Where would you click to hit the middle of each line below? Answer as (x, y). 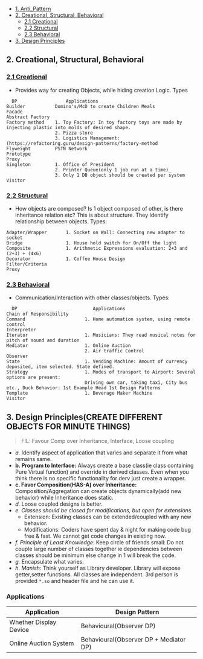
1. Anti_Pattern (33, 9)
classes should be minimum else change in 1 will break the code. (95, 555)
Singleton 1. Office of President (60, 164)
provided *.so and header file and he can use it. (75, 581)
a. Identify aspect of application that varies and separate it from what (101, 453)
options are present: (34, 377)
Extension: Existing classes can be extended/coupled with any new (108, 517)
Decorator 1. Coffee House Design (66, 259)
